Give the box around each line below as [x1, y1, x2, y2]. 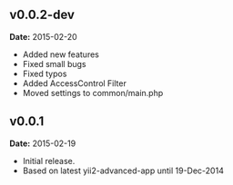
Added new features [22, 49, 100, 60]
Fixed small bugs [22, 58, 86, 69]
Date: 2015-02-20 [9, 31, 77, 42]
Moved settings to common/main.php [22, 87, 164, 98]
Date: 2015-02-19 [9, 138, 76, 149]
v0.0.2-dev [9, 7, 76, 23]
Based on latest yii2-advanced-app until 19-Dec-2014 [22, 165, 225, 176]
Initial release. [22, 155, 76, 166]
